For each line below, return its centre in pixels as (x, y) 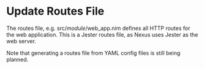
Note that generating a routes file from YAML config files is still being (93, 53)
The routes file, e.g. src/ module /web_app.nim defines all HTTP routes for (98, 28)
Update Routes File (55, 11)
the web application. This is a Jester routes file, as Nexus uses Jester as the (102, 34)
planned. (17, 59)
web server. (21, 41)
